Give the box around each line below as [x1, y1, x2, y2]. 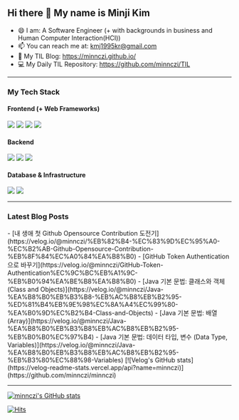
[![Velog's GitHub [124, 355, 176, 364]
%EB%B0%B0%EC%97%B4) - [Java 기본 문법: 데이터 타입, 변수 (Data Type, [7, 332, 228, 341]
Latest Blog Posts [7, 211, 69, 221]
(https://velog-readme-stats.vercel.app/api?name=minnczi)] [7, 363, 184, 372]
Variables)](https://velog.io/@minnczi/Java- [7, 340, 136, 349]
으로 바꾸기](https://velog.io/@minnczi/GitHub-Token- [7, 261, 164, 269]
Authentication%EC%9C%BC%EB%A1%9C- [7, 268, 139, 277]
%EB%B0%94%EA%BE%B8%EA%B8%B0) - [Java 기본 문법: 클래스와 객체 [7, 277, 225, 285]
